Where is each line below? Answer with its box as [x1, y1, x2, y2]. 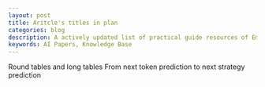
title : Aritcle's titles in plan [8, 19, 118, 27]
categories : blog [8, 26, 65, 34]
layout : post [8, 11, 51, 20]
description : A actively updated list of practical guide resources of [8, 33, 248, 42]
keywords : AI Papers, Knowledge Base [8, 41, 132, 49]
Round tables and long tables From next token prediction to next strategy [8, 62, 245, 71]
